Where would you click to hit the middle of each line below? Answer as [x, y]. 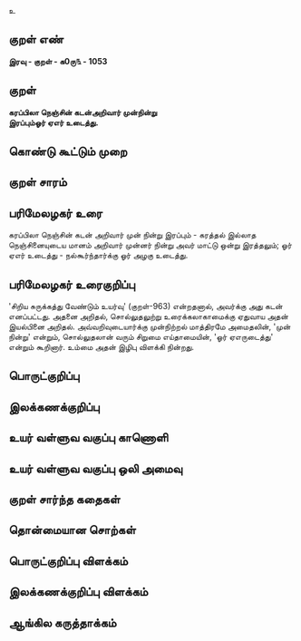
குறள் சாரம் [38, 182]
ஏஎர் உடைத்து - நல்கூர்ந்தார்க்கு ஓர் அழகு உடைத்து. [98, 256]
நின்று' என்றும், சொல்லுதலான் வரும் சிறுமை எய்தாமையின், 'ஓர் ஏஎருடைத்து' [141, 337]
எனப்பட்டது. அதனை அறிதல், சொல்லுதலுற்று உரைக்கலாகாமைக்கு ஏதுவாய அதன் [149, 316]
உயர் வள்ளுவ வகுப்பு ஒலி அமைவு [96, 468]
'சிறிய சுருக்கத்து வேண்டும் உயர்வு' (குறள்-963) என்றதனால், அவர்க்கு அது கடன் [146, 306]
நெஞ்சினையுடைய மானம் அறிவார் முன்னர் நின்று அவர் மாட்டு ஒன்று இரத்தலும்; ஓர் [150, 245]
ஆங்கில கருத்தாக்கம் [63, 622]
